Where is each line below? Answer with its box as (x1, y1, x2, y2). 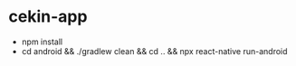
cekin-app (8, 6, 88, 27)
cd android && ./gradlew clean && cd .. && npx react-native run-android (21, 45, 288, 56)
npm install (21, 36, 63, 47)
